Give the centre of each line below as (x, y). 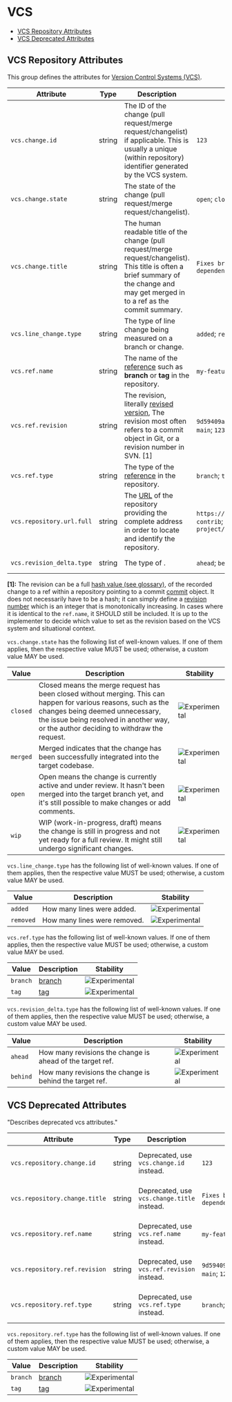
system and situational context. (51, 628)
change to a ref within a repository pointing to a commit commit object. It (111, 591)
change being (146, 329)
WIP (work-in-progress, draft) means (100, 822)
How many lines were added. (89, 908)
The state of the (150, 186)
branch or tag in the (157, 375)
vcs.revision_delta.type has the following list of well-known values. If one (114, 1009)
